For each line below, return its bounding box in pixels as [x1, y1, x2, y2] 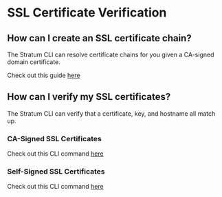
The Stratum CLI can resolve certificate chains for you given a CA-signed [7, 50, 214, 59]
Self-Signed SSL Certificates [7, 167, 105, 176]
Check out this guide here [7, 71, 80, 79]
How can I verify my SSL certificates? [7, 91, 171, 103]
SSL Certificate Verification [7, 5, 167, 21]
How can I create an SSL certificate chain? [7, 32, 192, 44]
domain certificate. [7, 58, 60, 66]
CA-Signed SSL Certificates [7, 134, 102, 143]
